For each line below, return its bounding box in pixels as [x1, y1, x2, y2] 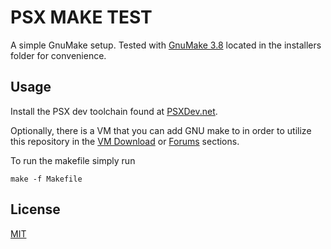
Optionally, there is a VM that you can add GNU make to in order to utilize [10, 124, 312, 136]
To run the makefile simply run [10, 154, 136, 166]
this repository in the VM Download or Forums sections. [10, 135, 240, 147]
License [10, 201, 61, 218]
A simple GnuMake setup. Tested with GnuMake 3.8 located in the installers [10, 39, 322, 51]
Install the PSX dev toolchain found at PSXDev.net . [10, 105, 218, 117]
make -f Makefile [10, 174, 83, 184]
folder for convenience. [10, 49, 107, 61]
